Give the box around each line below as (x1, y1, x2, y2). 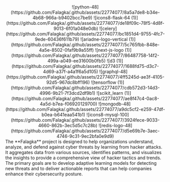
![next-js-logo (94, 47, 124, 53)
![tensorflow (91, 80, 117, 85)
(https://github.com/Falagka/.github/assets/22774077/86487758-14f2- (11, 52, 160, 58)
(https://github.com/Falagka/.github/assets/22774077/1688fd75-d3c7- (11, 63, 159, 69)
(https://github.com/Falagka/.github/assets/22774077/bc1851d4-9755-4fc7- (6, 31, 165, 37)
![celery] (99, 25, 117, 31)
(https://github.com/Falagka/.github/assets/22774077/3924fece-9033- (11, 117, 160, 123)
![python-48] (72, 4, 99, 10)
